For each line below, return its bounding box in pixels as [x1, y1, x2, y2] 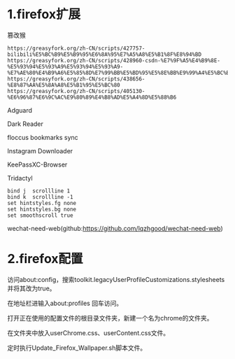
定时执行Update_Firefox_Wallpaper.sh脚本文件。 [7, 344, 147, 352]
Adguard [7, 106, 33, 114]
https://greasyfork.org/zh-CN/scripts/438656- [7, 75, 145, 83]
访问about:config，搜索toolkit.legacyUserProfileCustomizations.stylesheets [7, 275, 225, 283]
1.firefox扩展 [7, 6, 81, 22]
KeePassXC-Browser [7, 160, 68, 169]
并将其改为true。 [7, 284, 56, 293]
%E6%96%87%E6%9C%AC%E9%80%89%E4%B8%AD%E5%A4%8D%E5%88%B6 [7, 94, 177, 101]
